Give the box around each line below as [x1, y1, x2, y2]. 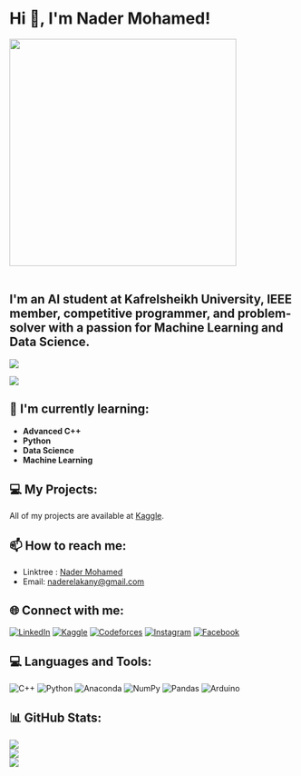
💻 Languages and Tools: [9, 654, 152, 670]
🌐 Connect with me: [9, 602, 124, 618]
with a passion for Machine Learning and [48, 320, 284, 335]
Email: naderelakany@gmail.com [22, 576, 145, 587]
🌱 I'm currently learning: [9, 402, 150, 417]
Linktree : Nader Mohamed [22, 567, 123, 578]
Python [22, 435, 52, 446]
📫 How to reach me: [9, 538, 127, 553]
